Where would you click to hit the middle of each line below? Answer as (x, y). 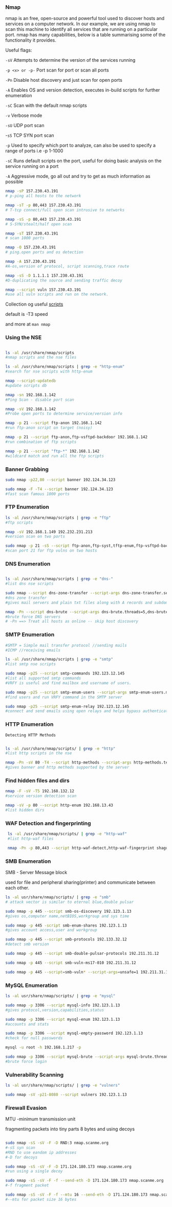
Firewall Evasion (26, 1108)
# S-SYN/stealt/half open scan (39, 224)
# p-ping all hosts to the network (43, 196)
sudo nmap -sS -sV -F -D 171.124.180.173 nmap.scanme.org (68, 1166)
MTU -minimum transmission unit (40, 1119)
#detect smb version (27, 944)
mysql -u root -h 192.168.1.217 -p (43, 1048)
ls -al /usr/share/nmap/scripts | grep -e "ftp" (58, 518)
